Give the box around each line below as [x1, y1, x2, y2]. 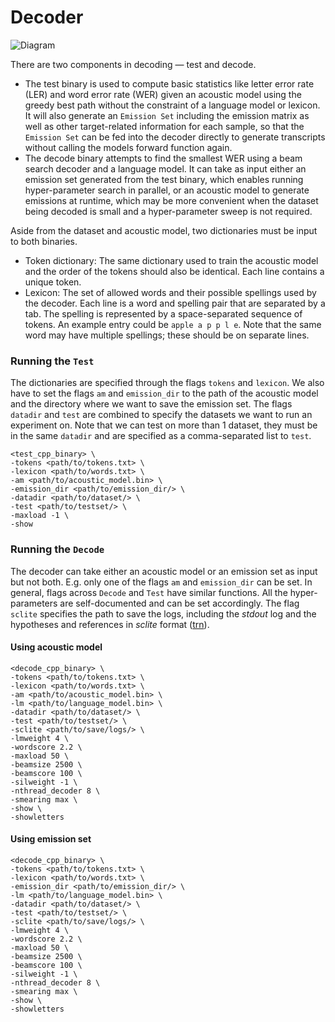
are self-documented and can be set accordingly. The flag [59, 597, 300, 609]
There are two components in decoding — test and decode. [10, 58, 257, 70]
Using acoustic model [10, 641, 103, 653]
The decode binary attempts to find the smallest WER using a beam [24, 152, 303, 164]
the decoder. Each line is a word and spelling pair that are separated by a [24, 297, 326, 309]
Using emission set [10, 833, 92, 845]
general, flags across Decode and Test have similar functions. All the [10, 586, 288, 598]
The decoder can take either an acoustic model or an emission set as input [10, 565, 318, 577]
